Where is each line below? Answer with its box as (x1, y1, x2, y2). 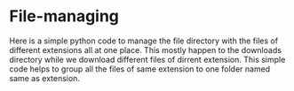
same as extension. (9, 72, 80, 83)
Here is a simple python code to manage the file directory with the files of (9, 35, 278, 46)
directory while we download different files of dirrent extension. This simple (9, 54, 286, 64)
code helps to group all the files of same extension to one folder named (9, 64, 271, 74)
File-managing (9, 6, 120, 27)
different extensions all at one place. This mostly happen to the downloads (9, 44, 282, 55)
